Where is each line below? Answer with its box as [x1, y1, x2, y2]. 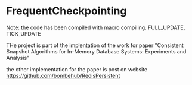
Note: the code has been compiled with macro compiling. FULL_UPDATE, [6, 24, 185, 31]
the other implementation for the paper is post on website [6, 65, 148, 73]
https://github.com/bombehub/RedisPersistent [6, 72, 120, 79]
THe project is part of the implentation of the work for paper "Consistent [6, 42, 184, 49]
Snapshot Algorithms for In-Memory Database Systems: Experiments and [6, 48, 187, 55]
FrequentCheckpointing [6, 4, 127, 18]
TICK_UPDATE [6, 30, 42, 37]
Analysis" [6, 54, 30, 61]
